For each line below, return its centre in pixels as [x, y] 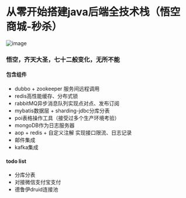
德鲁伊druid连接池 [36, 190]
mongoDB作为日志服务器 [44, 125]
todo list [16, 161]
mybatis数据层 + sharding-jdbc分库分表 [62, 111]
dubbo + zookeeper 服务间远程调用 [57, 89]
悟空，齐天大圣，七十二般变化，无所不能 [63, 59]
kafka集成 [27, 148]
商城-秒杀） [34, 27]
